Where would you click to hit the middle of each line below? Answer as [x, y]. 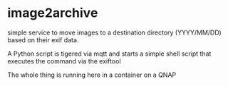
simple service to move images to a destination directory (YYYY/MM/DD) [115, 32]
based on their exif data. [43, 39]
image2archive [53, 13]
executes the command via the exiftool [64, 61]
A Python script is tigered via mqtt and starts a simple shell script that [109, 54]
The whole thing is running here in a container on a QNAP [92, 75]
